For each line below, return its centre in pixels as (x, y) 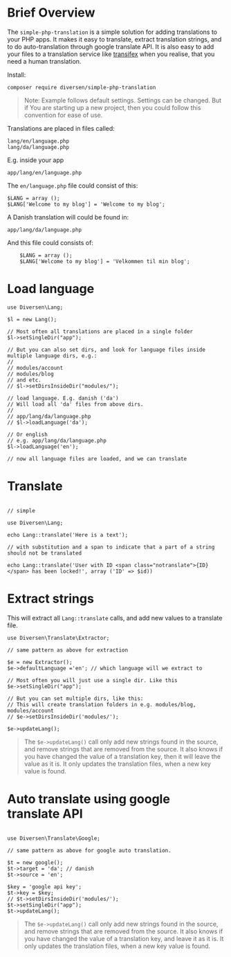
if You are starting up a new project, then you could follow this (112, 107)
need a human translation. (44, 61)
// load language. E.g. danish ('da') (63, 398)
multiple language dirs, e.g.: (52, 356)
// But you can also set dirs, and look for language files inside (107, 350)
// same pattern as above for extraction (68, 650)
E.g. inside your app (36, 160)
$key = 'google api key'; (44, 887)
